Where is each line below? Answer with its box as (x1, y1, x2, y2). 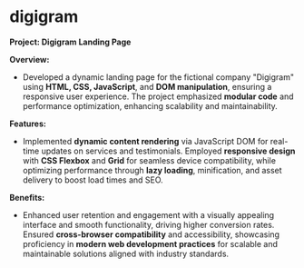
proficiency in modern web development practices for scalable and (22, 238, 279, 249)
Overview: (9, 54, 50, 65)
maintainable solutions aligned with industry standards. (22, 248, 230, 259)
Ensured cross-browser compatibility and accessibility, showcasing (22, 229, 279, 240)
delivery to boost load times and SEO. (22, 174, 163, 185)
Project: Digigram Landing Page (9, 36, 132, 47)
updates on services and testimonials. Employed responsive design (41, 145, 296, 156)
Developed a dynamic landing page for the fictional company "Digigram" (22, 71, 295, 83)
